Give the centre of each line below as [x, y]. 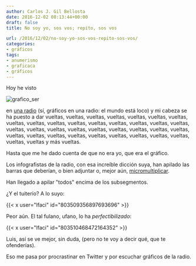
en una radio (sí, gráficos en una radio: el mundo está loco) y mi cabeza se [97, 111]
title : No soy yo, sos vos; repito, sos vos [62, 28]
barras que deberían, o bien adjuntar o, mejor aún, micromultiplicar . [88, 171]
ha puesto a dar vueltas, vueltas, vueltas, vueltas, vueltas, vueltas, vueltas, [97, 117]
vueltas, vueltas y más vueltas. [44, 142]
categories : [21, 44]
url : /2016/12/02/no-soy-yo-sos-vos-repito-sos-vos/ [72, 39]
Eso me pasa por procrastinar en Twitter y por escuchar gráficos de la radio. [99, 257]
